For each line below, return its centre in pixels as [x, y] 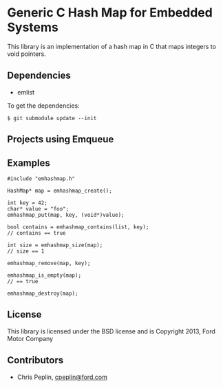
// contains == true [37, 233]
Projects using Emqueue [61, 139]
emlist [25, 92]
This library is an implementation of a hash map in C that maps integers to [112, 46]
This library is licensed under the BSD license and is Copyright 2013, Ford [111, 331]
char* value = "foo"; [38, 208]
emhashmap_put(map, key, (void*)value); [66, 215]
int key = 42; [28, 203]
